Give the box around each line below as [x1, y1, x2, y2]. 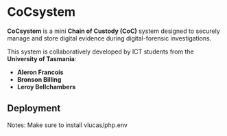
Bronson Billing [16, 75, 62, 83]
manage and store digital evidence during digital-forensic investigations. [7, 34, 212, 42]
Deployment [7, 102, 61, 114]
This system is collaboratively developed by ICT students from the [7, 47, 194, 56]
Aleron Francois [16, 68, 64, 76]
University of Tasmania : [7, 54, 77, 63]
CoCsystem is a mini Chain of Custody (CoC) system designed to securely [7, 27, 221, 35]
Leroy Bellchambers [16, 82, 76, 91]
